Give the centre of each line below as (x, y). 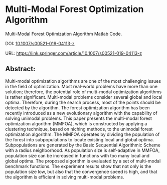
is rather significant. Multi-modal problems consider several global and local (84, 97)
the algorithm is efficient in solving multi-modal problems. (65, 177)
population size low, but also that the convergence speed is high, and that (81, 171)
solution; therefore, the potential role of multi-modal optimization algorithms (83, 92)
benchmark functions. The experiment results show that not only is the (78, 166)
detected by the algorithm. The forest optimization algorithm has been (77, 108)
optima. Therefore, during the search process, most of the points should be (83, 102)
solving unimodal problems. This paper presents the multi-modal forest (78, 118)
